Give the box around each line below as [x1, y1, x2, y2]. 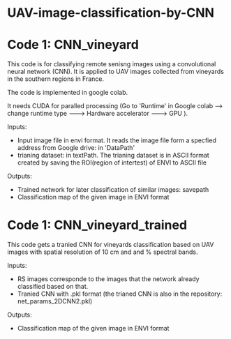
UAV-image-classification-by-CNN [7, 5, 215, 21]
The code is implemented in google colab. [7, 89, 128, 97]
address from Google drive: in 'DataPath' [17, 144, 135, 152]
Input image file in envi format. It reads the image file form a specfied [17, 136, 216, 144]
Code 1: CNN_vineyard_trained [7, 218, 187, 233]
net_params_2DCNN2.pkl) [17, 297, 93, 306]
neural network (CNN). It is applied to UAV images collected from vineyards [7, 68, 225, 76]
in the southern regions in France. [7, 75, 105, 83]
